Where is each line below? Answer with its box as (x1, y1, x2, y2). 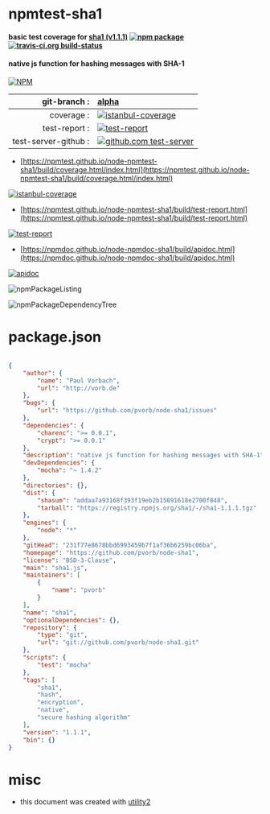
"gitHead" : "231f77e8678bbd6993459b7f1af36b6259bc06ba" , (22, 541, 218, 549)
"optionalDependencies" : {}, (22, 616, 121, 624)
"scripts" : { (22, 654, 67, 662)
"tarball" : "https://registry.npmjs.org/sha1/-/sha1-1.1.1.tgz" (37, 504, 257, 512)
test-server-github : (12, 135, 90, 147)
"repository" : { (22, 623, 78, 632)
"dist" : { (22, 489, 56, 497)
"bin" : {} (22, 736, 56, 744)
